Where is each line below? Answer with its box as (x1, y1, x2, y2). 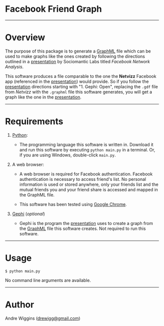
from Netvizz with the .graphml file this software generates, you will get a (5, 89, 152, 95)
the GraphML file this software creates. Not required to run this (19, 226, 146, 231)
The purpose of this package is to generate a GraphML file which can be (5, 48, 151, 54)
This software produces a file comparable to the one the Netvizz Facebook (5, 73, 157, 79)
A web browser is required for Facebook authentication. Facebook (19, 171, 153, 177)
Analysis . (5, 64, 24, 70)
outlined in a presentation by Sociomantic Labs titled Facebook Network (5, 58, 150, 64)
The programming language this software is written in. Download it (19, 141, 154, 148)
